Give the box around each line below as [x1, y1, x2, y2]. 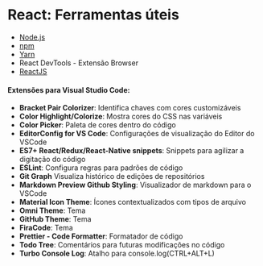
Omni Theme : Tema [18, 206, 86, 215]
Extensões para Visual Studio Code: [7, 85, 130, 94]
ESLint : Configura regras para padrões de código [18, 163, 183, 172]
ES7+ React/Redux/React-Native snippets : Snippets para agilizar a [18, 146, 245, 156]
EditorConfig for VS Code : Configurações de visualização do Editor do [18, 129, 255, 139]
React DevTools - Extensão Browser [18, 58, 138, 68]
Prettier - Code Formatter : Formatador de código [18, 231, 183, 241]
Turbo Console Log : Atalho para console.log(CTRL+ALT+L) [18, 248, 215, 259]
